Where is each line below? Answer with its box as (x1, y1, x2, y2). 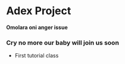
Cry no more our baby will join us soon (6, 39, 119, 47)
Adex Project (6, 4, 71, 18)
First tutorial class (14, 52, 59, 59)
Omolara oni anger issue (6, 24, 68, 31)
